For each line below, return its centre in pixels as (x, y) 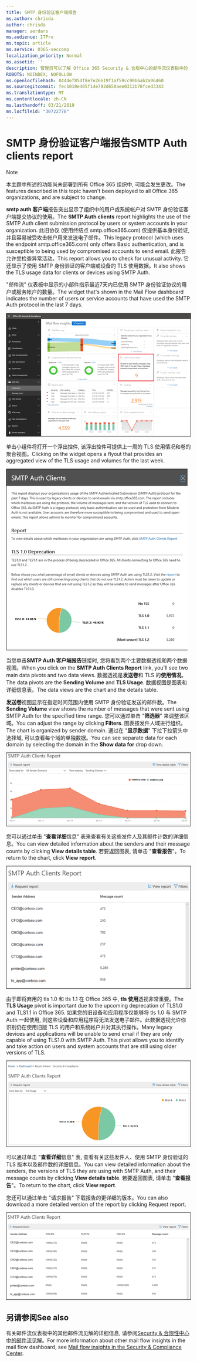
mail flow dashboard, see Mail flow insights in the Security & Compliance (94, 1347)
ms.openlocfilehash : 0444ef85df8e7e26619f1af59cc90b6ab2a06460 (85, 80)
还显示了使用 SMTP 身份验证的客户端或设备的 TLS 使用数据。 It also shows (96, 266)
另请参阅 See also (38, 1318)
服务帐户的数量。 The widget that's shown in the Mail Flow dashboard (100, 292)
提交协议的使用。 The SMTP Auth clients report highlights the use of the (103, 217)
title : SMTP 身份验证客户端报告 (42, 12)
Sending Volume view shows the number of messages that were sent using (98, 709)
